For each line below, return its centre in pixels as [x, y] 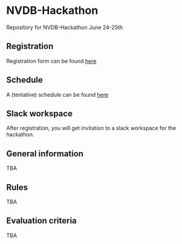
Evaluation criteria [41, 221]
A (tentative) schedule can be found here [57, 94]
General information [45, 153]
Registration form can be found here [51, 61]
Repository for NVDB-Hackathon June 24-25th [65, 27]
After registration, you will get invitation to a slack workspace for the [91, 128]
